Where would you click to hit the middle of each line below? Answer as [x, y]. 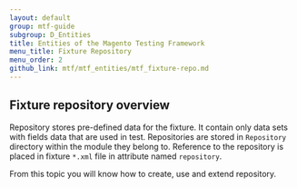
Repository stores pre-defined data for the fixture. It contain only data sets [149, 127]
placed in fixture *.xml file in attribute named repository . [116, 156]
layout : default [40, 18]
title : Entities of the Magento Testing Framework [107, 43]
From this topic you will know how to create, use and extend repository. [143, 173]
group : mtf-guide [42, 26]
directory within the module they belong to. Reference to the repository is [147, 146]
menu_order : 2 [36, 60]
